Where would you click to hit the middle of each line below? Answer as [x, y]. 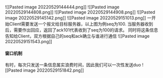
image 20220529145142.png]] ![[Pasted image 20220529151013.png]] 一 [78, 18]
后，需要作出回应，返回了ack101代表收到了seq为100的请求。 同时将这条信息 [82, 30]
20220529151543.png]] [29, 41]
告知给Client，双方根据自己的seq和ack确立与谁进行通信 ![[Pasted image [77, 36]
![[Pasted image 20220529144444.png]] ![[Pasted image [62, 7]
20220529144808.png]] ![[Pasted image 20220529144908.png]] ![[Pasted [80, 12]
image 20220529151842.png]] [54, 70]
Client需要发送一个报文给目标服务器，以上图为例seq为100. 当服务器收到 [81, 24]
